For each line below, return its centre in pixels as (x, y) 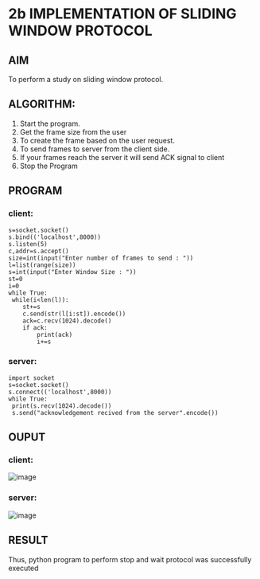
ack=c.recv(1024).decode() (67, 321)
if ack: (35, 327)
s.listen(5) (28, 244)
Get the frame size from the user (73, 131)
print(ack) (55, 334)
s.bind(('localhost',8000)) (55, 237)
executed (23, 568)
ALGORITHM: (42, 104)
